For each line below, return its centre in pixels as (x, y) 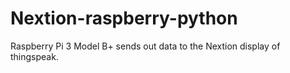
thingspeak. (34, 56)
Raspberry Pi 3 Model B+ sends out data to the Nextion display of (145, 46)
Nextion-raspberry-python (124, 18)
